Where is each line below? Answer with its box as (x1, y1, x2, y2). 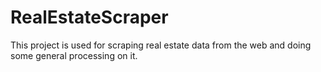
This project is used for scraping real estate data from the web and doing (10, 39, 312, 51)
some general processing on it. (10, 49, 138, 61)
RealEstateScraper (10, 6, 169, 29)
